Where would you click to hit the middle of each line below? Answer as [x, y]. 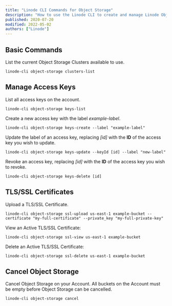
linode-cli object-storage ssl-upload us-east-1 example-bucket [75, 214]
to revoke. [16, 167]
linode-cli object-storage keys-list [46, 109]
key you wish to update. [30, 143]
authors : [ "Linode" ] [27, 29]
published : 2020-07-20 [29, 19]
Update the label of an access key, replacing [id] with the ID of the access [83, 137]
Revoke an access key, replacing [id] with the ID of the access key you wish [85, 161]
